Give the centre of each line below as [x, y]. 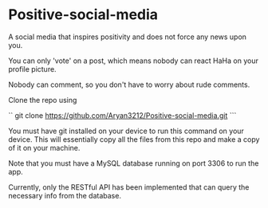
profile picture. [33, 69]
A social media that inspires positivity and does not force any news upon [128, 37]
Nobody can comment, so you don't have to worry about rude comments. [129, 84]
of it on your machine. [44, 147]
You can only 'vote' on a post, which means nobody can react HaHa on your [134, 61]
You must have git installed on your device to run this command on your [126, 131]
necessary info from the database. [65, 195]
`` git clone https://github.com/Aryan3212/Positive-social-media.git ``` [122, 115]
